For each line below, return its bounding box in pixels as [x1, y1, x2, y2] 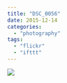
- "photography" [13, 29, 61, 37]
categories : [7, 23, 42, 30]
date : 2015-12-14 [7, 17, 58, 24]
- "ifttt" [13, 50, 42, 56]
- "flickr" [13, 43, 45, 50]
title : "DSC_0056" [7, 10, 61, 17]
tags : [7, 36, 23, 43]
